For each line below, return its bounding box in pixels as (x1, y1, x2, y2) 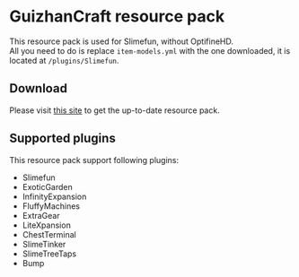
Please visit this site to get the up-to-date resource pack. (9, 105, 220, 116)
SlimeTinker (22, 238, 66, 249)
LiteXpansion (22, 220, 72, 230)
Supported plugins (9, 131, 117, 146)
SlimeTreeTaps (22, 248, 77, 259)
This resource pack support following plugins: (9, 154, 180, 165)
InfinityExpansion (22, 191, 87, 202)
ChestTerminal (22, 229, 76, 239)
